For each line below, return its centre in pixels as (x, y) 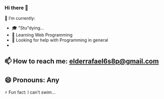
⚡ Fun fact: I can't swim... (30, 92)
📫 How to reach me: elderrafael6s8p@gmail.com (82, 61)
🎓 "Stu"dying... (28, 28)
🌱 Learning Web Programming (42, 35)
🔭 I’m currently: (20, 18)
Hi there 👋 (17, 8)
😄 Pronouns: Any (32, 80)
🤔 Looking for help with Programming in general (60, 40)
